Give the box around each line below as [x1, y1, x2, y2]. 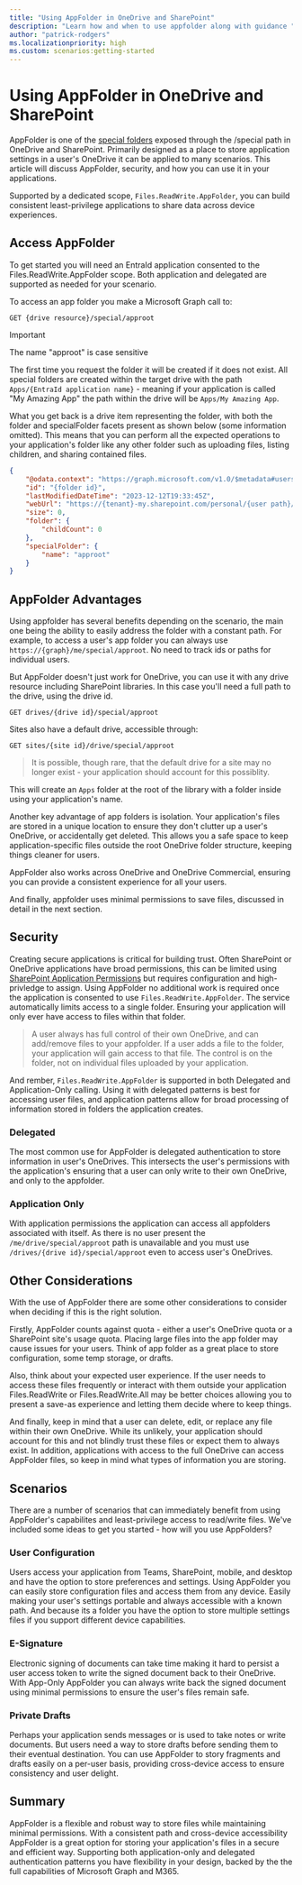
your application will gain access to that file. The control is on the [31, 1048, 272, 1058]
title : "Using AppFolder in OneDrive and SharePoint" [9, 13, 216, 23]
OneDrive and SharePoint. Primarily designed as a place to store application [9, 144, 290, 155]
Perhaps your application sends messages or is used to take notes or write [9, 1729, 286, 1740]
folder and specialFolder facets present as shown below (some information [9, 420, 287, 431]
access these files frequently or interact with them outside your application [9, 1380, 288, 1391]
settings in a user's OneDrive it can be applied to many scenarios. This [9, 154, 271, 165]
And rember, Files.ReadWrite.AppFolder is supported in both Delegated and [9, 1075, 290, 1085]
